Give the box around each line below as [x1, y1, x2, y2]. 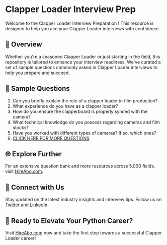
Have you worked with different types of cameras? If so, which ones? [12, 130, 156, 136]
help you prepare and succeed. [5, 70, 70, 76]
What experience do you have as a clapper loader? [12, 103, 118, 109]
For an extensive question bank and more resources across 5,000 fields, [5, 163, 155, 169]
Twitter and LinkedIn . [5, 202, 49, 208]
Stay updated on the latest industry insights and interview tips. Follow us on [5, 197, 162, 203]
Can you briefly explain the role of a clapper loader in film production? [12, 97, 158, 104]
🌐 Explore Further [5, 150, 62, 158]
